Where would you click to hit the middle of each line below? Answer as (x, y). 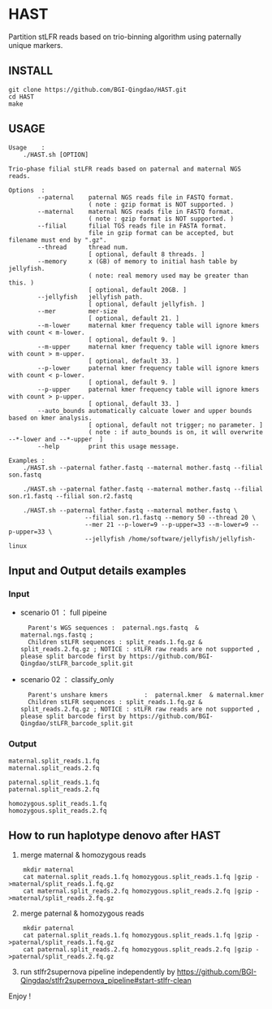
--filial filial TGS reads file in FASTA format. (132, 226)
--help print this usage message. (109, 446)
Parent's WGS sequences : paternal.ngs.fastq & (113, 628)
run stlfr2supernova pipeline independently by (98, 972)
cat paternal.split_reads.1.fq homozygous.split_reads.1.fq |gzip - (141, 936)
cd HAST (22, 97)
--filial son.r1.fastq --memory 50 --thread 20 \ (170, 517)
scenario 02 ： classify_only (67, 680)
